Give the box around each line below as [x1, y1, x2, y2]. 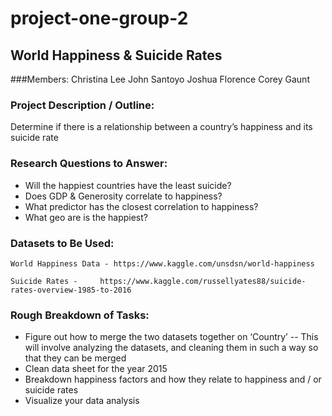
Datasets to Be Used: [10, 236, 115, 250]
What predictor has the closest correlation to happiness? [24, 200, 259, 212]
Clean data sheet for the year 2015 [24, 363, 168, 375]
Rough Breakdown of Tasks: [10, 308, 150, 322]
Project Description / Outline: [10, 98, 155, 112]
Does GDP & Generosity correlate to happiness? [24, 190, 223, 202]
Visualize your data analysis [24, 395, 140, 407]
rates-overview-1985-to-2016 [10, 285, 132, 295]
